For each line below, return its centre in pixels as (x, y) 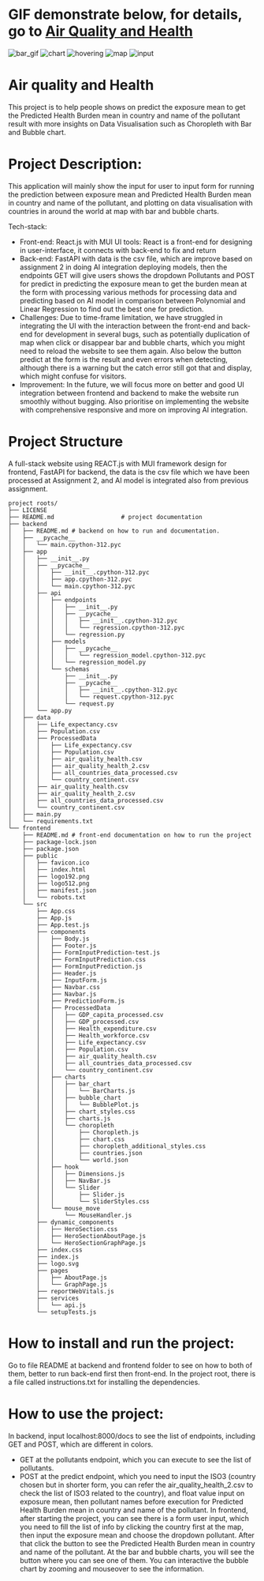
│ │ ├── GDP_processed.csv (88, 1022)
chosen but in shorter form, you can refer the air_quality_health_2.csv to (136, 1485)
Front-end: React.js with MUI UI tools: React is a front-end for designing (136, 242)
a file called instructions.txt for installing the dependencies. (104, 1382)
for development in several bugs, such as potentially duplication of (142, 334)
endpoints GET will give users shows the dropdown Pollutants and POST (137, 275)
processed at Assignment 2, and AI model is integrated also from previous (128, 480)
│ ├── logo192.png (56, 876)
